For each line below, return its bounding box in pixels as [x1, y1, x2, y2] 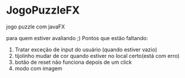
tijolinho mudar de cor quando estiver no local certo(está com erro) [14, 52, 180, 59]
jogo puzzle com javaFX [6, 23, 65, 30]
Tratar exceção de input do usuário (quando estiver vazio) [14, 45, 158, 53]
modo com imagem [14, 64, 62, 71]
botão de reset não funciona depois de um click [14, 58, 132, 66]
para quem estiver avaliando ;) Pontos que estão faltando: [6, 34, 148, 41]
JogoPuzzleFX [6, 4, 80, 17]
